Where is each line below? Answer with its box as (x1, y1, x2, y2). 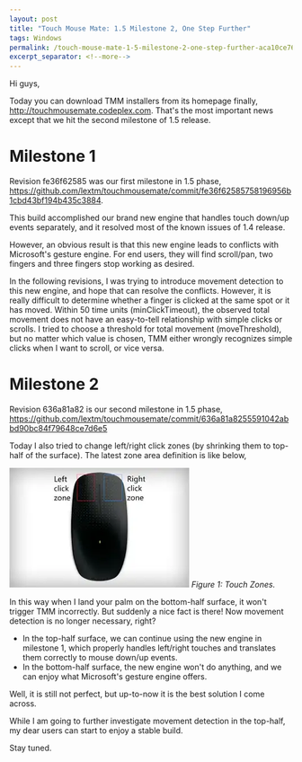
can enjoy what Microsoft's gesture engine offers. (22, 671, 208, 682)
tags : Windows (9, 33, 63, 42)
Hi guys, (9, 78, 40, 89)
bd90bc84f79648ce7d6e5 (9, 423, 108, 433)
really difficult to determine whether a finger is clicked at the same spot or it (9, 295, 290, 306)
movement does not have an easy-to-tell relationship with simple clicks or (9, 315, 283, 325)
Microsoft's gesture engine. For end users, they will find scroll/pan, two (9, 249, 274, 260)
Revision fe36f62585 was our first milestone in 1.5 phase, (9, 176, 222, 187)
